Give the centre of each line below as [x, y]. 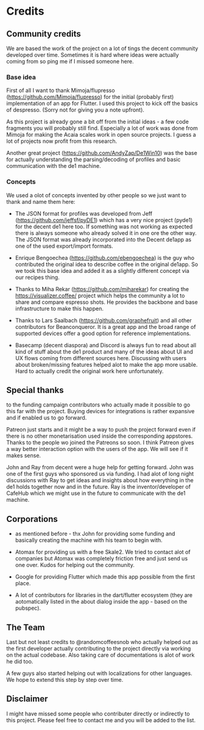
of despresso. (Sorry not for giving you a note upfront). [76, 110]
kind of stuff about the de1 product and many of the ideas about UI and [104, 352]
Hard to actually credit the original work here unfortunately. [89, 371]
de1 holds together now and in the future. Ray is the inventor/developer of [98, 487]
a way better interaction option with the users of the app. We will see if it [97, 449]
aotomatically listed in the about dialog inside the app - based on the [101, 602]
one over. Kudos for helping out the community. [75, 565]
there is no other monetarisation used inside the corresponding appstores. [100, 436]
